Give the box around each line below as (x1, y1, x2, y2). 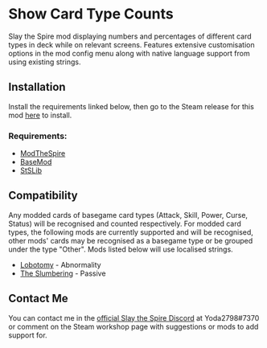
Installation (8, 80, 66, 94)
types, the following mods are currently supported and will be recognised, (8, 227, 253, 237)
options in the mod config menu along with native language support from (8, 48, 251, 58)
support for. (8, 330, 47, 340)
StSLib (19, 166, 43, 175)
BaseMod (19, 158, 52, 167)
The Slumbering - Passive (19, 268, 106, 278)
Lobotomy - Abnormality (19, 260, 102, 269)
